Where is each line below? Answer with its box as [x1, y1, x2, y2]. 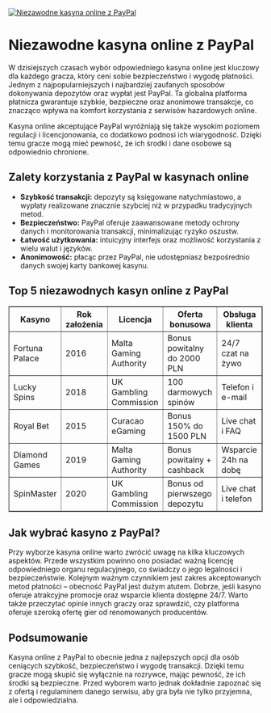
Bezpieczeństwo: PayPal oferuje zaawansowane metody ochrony [19, 217, 240, 227]
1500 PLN [167, 430, 207, 441]
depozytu [167, 498, 204, 509]
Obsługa [223, 308, 256, 319]
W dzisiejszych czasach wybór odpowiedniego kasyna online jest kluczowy [8, 62, 260, 72]
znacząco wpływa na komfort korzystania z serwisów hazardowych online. [8, 105, 257, 115]
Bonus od [167, 478, 204, 489]
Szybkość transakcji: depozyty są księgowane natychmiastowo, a [19, 192, 242, 201]
